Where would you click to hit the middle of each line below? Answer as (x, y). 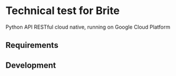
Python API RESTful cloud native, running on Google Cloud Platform (88, 27)
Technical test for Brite (63, 11)
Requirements (32, 45)
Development (31, 65)
